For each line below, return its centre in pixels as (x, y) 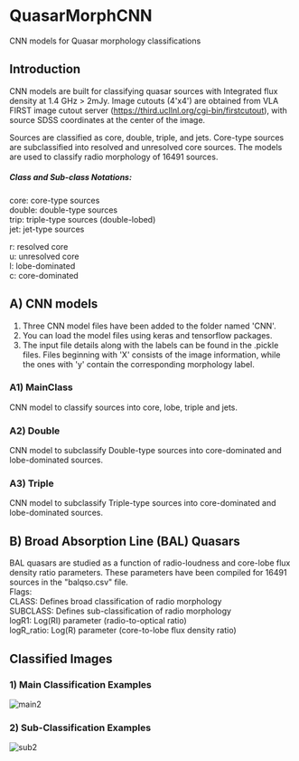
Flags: (21, 592)
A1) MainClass (42, 387)
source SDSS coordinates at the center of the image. (107, 119)
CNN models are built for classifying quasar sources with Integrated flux (144, 90)
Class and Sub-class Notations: (71, 177)
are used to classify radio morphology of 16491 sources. (114, 157)
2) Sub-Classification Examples (80, 728)
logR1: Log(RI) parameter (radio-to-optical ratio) (98, 621)
